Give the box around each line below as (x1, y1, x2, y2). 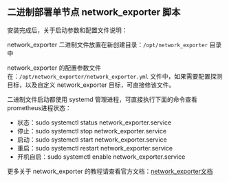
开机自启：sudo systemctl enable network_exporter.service (17, 153, 186, 161)
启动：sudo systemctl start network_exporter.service (17, 135, 167, 144)
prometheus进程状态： (7, 103, 72, 112)
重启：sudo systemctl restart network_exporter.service (17, 144, 173, 152)
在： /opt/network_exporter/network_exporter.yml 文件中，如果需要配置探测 (7, 72, 223, 80)
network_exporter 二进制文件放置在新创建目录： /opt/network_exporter (7, 40, 208, 49)
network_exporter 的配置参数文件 (7, 64, 102, 72)
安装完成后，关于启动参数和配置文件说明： (7, 26, 128, 34)
